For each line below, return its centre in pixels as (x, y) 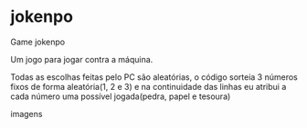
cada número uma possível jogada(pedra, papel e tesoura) (121, 96)
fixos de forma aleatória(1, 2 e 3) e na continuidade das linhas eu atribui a (148, 86)
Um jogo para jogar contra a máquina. (82, 59)
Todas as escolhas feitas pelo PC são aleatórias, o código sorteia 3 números (154, 77)
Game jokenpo (38, 42)
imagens (26, 113)
